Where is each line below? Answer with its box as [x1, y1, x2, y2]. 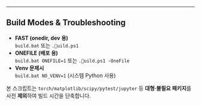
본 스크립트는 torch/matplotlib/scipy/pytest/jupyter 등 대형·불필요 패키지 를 [6, 85, 191, 92]
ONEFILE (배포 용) [14, 49, 59, 56]
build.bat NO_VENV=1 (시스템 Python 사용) [14, 71, 116, 79]
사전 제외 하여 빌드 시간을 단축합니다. [6, 92, 91, 99]
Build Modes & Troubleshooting [6, 17, 126, 28]
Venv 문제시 [14, 64, 44, 71]
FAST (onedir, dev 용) [14, 34, 69, 41]
